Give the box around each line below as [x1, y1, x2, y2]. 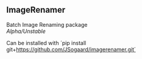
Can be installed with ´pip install [6, 39, 87, 46]
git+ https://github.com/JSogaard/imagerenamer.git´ [6, 46, 136, 53]
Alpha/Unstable [6, 27, 46, 35]
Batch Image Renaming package [6, 21, 88, 28]
